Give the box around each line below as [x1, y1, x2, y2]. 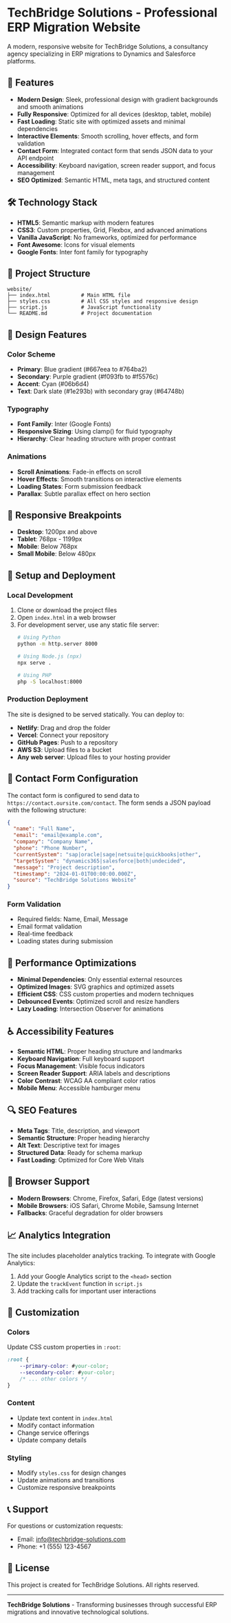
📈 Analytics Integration [7, 1229, 111, 1242]
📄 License [7, 1562, 50, 1574]
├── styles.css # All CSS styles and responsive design [7, 298, 198, 305]
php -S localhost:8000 [16, 678, 82, 685]
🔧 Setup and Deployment [7, 569, 115, 581]
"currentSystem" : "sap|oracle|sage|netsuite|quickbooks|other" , [13, 851, 201, 858]
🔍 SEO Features [7, 1105, 78, 1116]
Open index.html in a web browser [16, 614, 116, 622]
